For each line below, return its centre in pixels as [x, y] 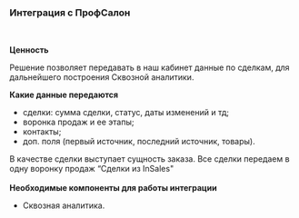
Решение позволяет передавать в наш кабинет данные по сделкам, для [149, 68]
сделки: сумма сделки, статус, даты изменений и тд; [126, 113]
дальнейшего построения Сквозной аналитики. [102, 77]
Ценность [29, 50]
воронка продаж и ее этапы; [78, 122]
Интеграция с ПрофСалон [70, 13]
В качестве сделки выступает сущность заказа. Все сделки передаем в [149, 159]
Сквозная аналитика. [64, 205]
